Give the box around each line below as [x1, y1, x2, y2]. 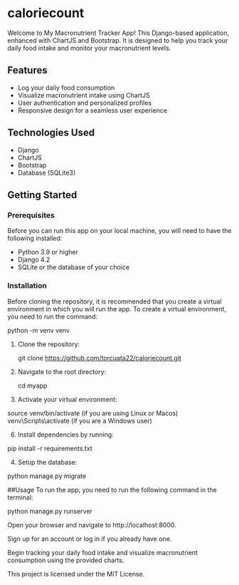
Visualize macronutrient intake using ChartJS [17, 90, 151, 99]
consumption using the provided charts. [7, 556, 124, 564]
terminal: [7, 493, 33, 502]
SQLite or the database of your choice [17, 263, 130, 271]
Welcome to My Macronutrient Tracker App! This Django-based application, [7, 29, 230, 37]
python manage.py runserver [7, 507, 92, 515]
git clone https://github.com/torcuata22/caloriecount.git [17, 353, 181, 362]
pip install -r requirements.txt [7, 444, 92, 452]
